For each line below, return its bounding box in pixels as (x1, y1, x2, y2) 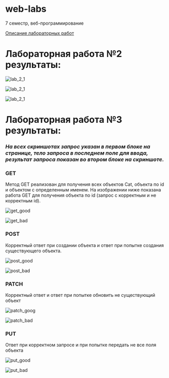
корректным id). (5, 198, 41, 204)
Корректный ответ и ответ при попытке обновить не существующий (5, 292, 155, 298)
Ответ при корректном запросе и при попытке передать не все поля (5, 342, 157, 348)
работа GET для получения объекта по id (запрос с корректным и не (5, 192, 156, 198)
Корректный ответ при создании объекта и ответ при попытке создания (5, 242, 164, 248)
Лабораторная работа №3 (5, 114, 122, 126)
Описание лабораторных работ (5, 30, 74, 36)
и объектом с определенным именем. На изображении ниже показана (5, 187, 161, 193)
